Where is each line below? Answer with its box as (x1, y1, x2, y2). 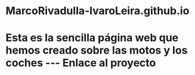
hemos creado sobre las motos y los (5, 44, 188, 57)
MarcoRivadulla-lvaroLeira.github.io (5, 4, 190, 18)
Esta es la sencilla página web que (5, 31, 179, 45)
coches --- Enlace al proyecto (5, 56, 156, 70)
